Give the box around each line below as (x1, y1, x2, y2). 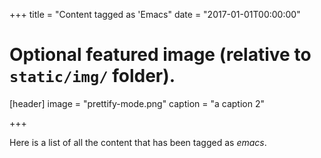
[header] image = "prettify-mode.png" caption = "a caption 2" (9, 97, 265, 109)
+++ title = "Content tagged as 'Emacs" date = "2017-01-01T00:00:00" (9, 9, 301, 20)
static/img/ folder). (9, 65, 176, 88)
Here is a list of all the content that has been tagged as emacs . (9, 136, 267, 148)
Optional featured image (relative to (9, 44, 312, 66)
